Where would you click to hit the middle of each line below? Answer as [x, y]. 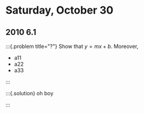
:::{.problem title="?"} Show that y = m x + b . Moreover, [72, 46]
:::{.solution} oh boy [30, 93]
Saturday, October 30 [59, 10]
